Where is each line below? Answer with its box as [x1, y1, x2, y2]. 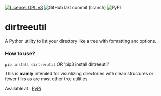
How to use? [5, 50, 35, 57]
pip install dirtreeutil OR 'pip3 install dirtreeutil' [5, 61, 109, 67]
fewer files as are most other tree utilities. [5, 76, 89, 82]
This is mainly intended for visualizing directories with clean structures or [5, 71, 154, 77]
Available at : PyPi [5, 86, 41, 92]
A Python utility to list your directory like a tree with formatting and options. [5, 38, 157, 44]
